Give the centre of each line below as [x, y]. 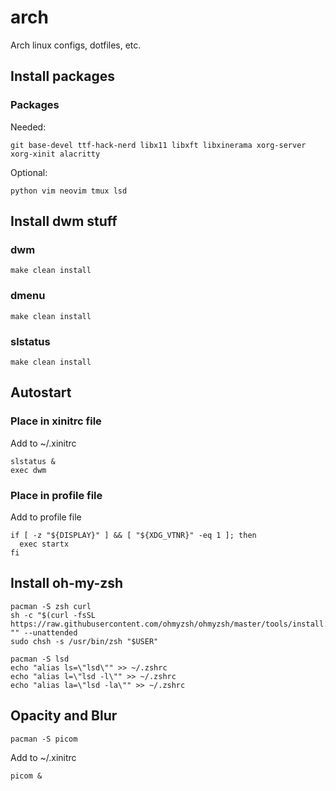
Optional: [29, 172]
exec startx [44, 544]
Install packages [62, 76]
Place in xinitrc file [56, 421]
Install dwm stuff [64, 221]
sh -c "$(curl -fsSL [53, 615]
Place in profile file [56, 495]
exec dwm [28, 470]
